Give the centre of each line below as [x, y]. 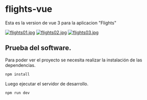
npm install [17, 74]
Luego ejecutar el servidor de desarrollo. [47, 84]
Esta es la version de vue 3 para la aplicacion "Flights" [61, 23]
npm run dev [17, 93]
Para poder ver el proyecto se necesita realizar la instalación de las [74, 60]
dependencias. [20, 65]
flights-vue [29, 9]
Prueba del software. [38, 48]
